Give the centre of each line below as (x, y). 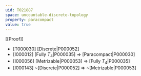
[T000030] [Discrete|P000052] (46, 49)
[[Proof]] (15, 39)
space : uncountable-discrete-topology (47, 15)
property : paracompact (29, 20)
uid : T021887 (19, 10)
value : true (18, 24)
